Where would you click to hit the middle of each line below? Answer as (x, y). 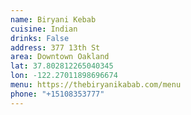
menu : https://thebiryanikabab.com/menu (96, 85)
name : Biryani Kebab (53, 19)
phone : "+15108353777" (57, 94)
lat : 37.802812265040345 (62, 66)
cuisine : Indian (44, 29)
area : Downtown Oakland (60, 57)
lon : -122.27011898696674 (64, 76)
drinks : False (40, 38)
